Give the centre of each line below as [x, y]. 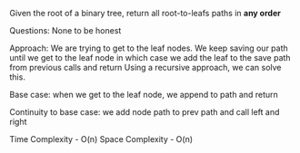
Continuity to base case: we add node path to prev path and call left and [145, 112]
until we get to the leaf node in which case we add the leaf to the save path [150, 57]
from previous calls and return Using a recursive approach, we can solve [145, 67]
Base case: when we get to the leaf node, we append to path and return [144, 95]
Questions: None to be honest [65, 30]
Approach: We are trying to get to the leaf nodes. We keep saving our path [149, 48]
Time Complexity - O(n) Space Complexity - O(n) [101, 139]
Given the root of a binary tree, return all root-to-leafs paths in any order [145, 13]
